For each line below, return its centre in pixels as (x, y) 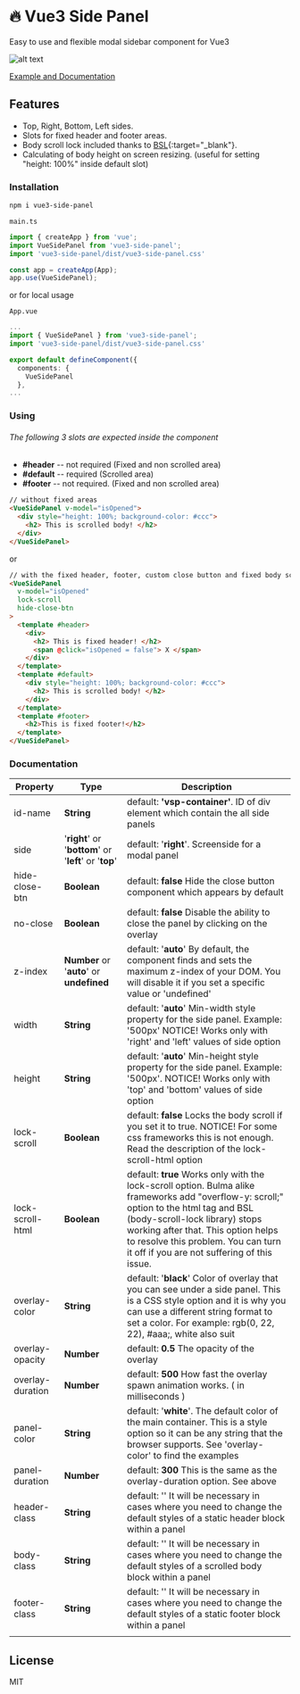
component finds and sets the (189, 960)
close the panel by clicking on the (197, 924)
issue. (139, 1264)
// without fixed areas (54, 500)
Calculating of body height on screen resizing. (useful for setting (141, 154)
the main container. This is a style (197, 1423)
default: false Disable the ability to (198, 912)
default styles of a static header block (206, 1518)
